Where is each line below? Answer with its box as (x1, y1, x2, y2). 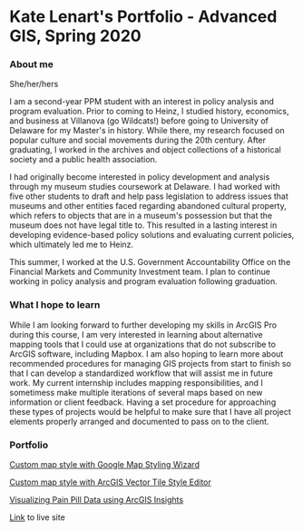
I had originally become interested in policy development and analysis (9, 172, 270, 182)
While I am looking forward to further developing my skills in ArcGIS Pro (9, 320, 278, 330)
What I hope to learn (9, 299, 101, 311)
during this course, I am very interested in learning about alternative (9, 329, 263, 339)
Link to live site (9, 512, 65, 523)
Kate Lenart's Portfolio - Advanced (9, 6, 278, 27)
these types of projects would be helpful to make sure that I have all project (9, 406, 292, 417)
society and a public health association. (9, 154, 158, 165)
